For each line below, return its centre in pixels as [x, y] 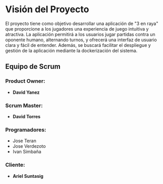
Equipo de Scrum [33, 67]
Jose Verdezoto [29, 146]
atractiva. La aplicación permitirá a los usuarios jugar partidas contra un [80, 34]
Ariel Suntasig [28, 176]
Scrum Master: [24, 106]
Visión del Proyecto [47, 9]
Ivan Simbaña [27, 152]
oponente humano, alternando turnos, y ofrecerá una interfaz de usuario [81, 40]
